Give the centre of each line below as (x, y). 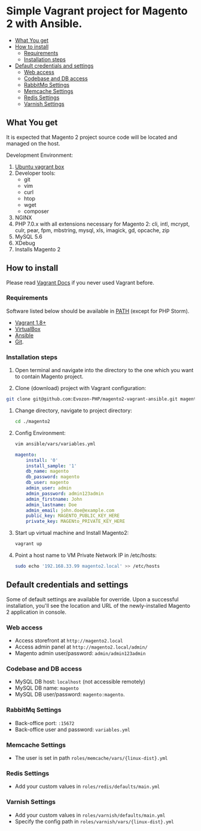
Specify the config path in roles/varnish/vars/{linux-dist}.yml (95, 821)
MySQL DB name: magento (47, 688)
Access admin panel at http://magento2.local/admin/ (81, 647)
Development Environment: (40, 155)
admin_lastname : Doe (51, 505)
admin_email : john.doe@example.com (70, 510)
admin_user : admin (49, 488)
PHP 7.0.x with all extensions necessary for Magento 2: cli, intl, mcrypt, (102, 224)
